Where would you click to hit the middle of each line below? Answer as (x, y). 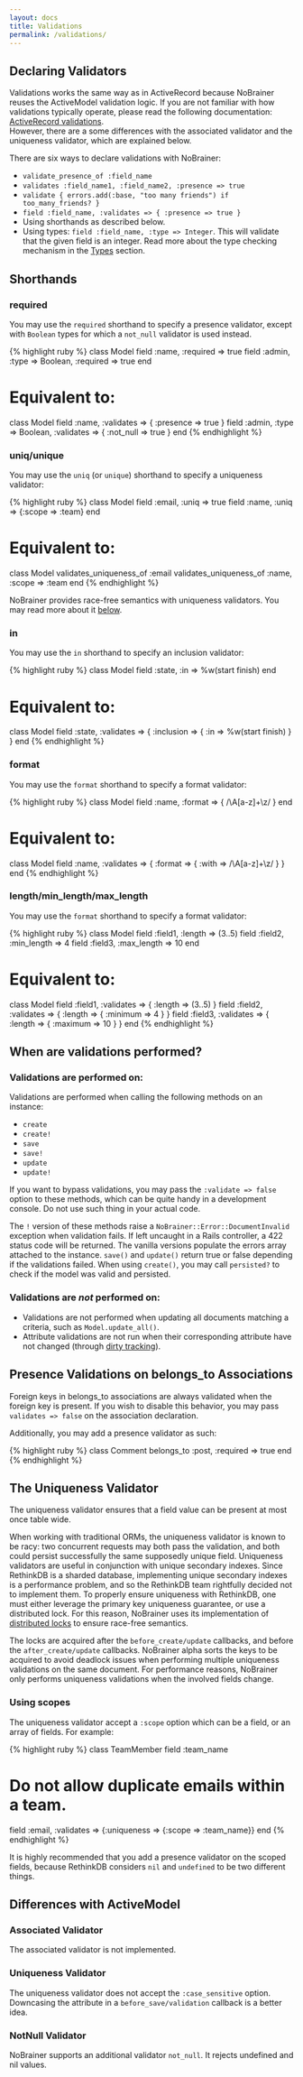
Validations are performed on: (77, 1077)
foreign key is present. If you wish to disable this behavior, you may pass (144, 1406)
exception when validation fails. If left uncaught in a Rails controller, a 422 (147, 1236)
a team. (38, 1805)
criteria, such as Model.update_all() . (91, 1326)
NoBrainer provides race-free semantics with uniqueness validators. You (144, 600)
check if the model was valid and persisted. (90, 1274)
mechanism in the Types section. (84, 251)
